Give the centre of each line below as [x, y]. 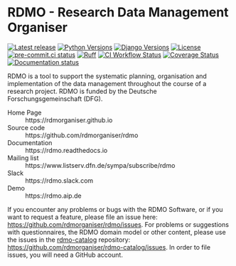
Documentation [30, 142]
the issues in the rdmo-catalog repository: [69, 240]
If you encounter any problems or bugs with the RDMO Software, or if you [115, 209]
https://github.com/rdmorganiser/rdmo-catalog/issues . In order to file [109, 247]
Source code [26, 127]
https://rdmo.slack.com [59, 180]
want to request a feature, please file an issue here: [82, 217]
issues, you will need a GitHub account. [65, 255]
